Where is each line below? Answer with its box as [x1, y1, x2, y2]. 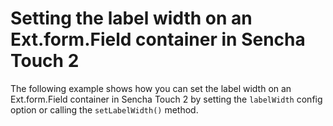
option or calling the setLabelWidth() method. [10, 103, 199, 116]
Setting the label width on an [10, 7, 253, 30]
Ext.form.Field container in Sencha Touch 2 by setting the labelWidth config [10, 93, 323, 105]
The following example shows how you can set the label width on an [10, 82, 292, 94]
